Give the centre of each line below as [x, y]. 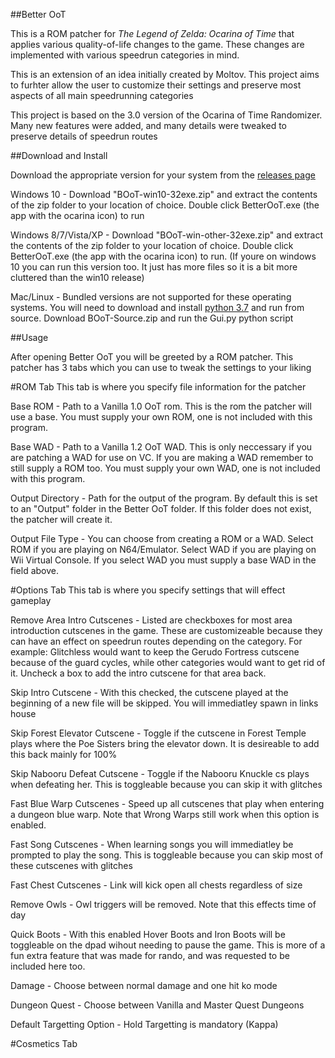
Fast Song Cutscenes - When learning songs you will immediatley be [152, 844]
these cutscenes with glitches [71, 865]
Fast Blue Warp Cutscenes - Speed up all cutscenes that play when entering [167, 803]
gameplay [31, 600]
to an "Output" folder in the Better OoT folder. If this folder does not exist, [161, 508]
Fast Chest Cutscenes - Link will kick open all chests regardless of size [156, 885]
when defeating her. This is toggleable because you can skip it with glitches [166, 784]
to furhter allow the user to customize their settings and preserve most [156, 85]
